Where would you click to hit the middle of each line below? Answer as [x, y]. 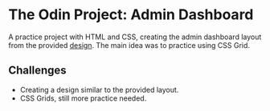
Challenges [37, 71]
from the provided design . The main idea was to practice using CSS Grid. [129, 45]
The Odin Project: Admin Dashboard [131, 15]
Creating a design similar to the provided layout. [99, 89]
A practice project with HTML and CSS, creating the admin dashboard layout [135, 37]
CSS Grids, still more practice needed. [83, 98]
